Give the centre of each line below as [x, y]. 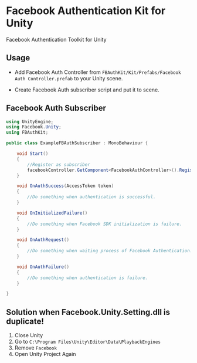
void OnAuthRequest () [43, 240]
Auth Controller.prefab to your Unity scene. [69, 78]
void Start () [33, 154]
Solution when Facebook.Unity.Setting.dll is [88, 312]
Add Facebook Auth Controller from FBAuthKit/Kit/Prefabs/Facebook [98, 72]
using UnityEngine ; [30, 121]
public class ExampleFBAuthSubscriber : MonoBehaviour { [77, 143]
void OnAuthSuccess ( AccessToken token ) [65, 186]
